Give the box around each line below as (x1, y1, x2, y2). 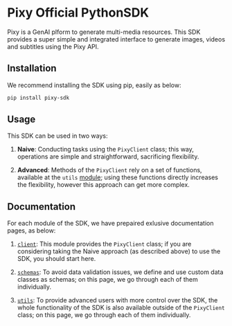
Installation (7, 62, 57, 74)
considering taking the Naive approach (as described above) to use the (17, 247, 221, 255)
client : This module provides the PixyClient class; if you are (17, 240, 192, 248)
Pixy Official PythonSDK (7, 5, 150, 21)
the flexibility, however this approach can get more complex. (17, 181, 190, 189)
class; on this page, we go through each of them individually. (17, 311, 191, 319)
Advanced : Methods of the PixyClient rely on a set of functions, (17, 166, 202, 174)
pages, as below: (7, 226, 56, 235)
